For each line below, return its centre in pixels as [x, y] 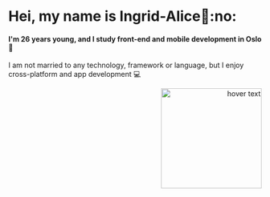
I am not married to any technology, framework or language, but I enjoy [126, 65]
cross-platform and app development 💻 [75, 74]
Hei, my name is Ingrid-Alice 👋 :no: [123, 16]
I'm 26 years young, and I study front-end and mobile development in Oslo [135, 38]
